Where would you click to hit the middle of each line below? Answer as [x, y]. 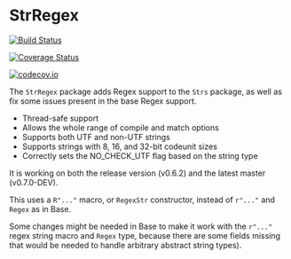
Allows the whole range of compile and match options [120, 127]
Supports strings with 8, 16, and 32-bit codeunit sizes [119, 146]
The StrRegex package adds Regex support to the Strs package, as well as [145, 91]
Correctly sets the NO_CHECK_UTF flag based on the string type [140, 155]
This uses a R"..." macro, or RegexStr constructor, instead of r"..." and [142, 200]
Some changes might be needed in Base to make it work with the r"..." [141, 226]
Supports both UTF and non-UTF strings [96, 137]
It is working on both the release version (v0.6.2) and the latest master [138, 173]
